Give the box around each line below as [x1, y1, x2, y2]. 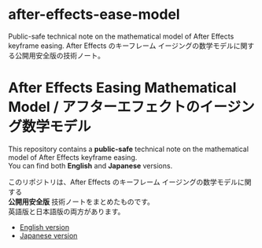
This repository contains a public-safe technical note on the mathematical [8, 144, 249, 154]
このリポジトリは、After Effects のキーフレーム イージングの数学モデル [8, 177, 238, 187]
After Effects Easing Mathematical [8, 79, 237, 97]
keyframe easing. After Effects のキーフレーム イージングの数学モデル [8, 41, 234, 50]
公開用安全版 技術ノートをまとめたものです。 [8, 197, 155, 206]
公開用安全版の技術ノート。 [14, 50, 105, 60]
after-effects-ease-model [8, 6, 180, 24]
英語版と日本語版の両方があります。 [8, 206, 125, 216]
